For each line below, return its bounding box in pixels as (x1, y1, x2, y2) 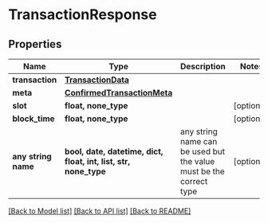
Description (179, 61, 226, 72)
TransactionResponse (8, 6, 157, 24)
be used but (179, 146, 226, 157)
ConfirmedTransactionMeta (65, 88, 173, 98)
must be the (179, 166, 225, 177)
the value (179, 156, 215, 166)
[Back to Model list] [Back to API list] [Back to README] (8, 206, 191, 216)
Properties (8, 37, 62, 51)
